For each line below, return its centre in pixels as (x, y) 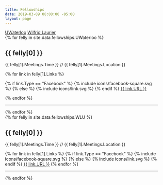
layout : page (18, 18)
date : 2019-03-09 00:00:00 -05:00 (40, 14)
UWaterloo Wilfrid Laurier (30, 33)
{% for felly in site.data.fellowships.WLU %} (49, 117)
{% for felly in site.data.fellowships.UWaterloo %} (55, 37)
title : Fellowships (25, 9)
